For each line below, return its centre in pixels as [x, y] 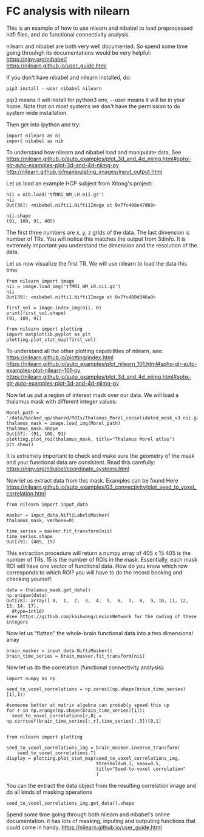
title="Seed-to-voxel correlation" [141, 769]
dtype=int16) [28, 611]
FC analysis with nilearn [68, 11]
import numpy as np [31, 678]
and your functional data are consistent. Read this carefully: [81, 462]
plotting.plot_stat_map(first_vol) [51, 339]
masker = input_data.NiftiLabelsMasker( [58, 515]
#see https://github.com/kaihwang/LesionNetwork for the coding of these [102, 616]
